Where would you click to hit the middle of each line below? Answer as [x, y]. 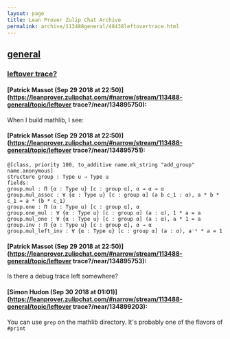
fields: [18, 183]
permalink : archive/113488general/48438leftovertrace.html [93, 26]
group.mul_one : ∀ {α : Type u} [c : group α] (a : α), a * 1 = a [104, 219]
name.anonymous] [30, 171]
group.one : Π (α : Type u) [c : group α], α [73, 207]
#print [16, 328]
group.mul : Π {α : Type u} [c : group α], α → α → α [86, 189]
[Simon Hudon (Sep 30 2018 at [51, 292]
